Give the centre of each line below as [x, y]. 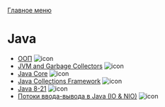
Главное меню [29, 10]
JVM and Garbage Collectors [60, 66]
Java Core [33, 73]
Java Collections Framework [59, 81]
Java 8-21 [32, 89]
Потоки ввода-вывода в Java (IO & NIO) [77, 96]
